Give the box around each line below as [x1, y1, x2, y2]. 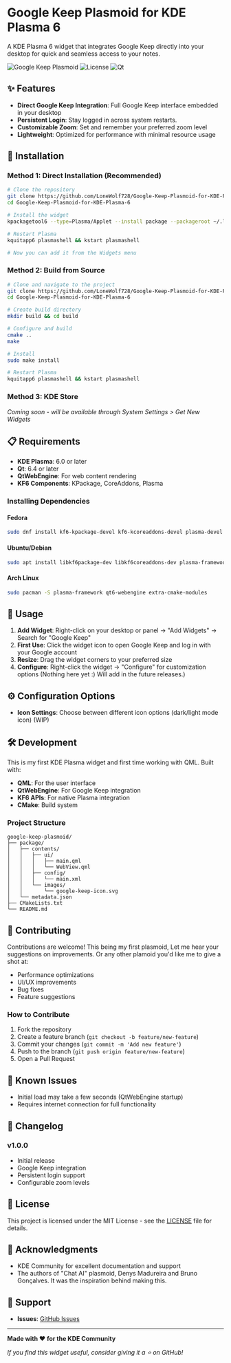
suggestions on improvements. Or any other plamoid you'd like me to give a [7, 950, 221, 958]
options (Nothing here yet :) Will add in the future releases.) [16, 670, 186, 678]
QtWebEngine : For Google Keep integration [16, 786, 141, 794]
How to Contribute [7, 1009, 70, 1019]
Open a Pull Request [16, 1055, 76, 1063]
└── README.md [7, 906, 48, 913]
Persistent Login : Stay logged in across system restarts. [16, 116, 177, 124]
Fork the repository [16, 1025, 72, 1033]
